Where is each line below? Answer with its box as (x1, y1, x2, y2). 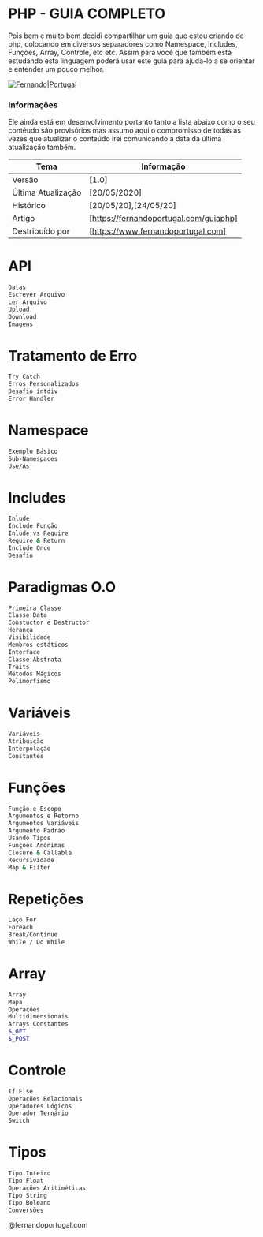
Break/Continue (8, 931, 58, 939)
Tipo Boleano (8, 1198, 51, 1207)
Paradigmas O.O (8, 577, 117, 596)
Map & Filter (8, 863, 51, 872)
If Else (8, 1087, 34, 1095)
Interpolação (8, 745, 51, 753)
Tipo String (8, 1191, 47, 1199)
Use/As (8, 462, 30, 470)
